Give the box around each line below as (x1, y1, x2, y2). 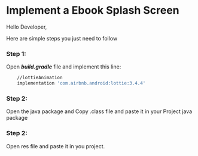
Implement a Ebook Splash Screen (6, 4, 179, 17)
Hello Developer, (6, 23, 47, 30)
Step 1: (6, 49, 26, 58)
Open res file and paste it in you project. (6, 142, 105, 149)
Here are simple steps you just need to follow (6, 35, 118, 42)
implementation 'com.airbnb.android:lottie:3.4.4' (17, 80, 146, 86)
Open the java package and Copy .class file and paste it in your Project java (6, 108, 193, 115)
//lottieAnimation (17, 75, 63, 81)
